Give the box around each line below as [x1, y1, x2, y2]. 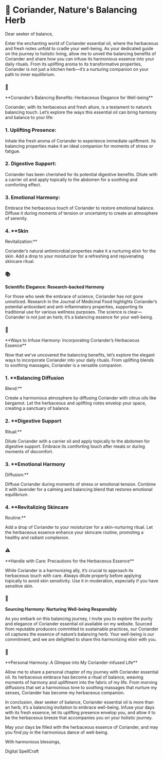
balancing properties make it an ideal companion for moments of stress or [5, 143, 154, 149]
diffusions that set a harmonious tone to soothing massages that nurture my [5, 685, 157, 691]
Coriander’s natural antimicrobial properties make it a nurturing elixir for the [5, 248, 156, 254]
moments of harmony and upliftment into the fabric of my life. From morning [5, 679, 158, 685]
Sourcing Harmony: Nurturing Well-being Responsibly [5, 606, 117, 612]
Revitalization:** [5, 239, 37, 244]
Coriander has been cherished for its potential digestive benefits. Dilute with [5, 171, 158, 177]
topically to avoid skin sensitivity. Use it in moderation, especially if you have [5, 578, 159, 583]
